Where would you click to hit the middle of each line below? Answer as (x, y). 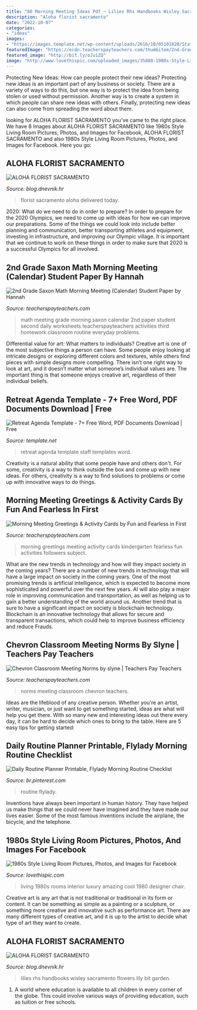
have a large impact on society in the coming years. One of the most (89, 577)
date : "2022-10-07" (30, 22)
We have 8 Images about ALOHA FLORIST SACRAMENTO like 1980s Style (95, 126)
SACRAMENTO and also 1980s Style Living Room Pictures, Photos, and (92, 139)
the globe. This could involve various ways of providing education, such (101, 996)
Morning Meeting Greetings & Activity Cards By (95, 501)
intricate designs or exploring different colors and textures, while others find (98, 356)
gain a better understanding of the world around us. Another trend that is (94, 601)
